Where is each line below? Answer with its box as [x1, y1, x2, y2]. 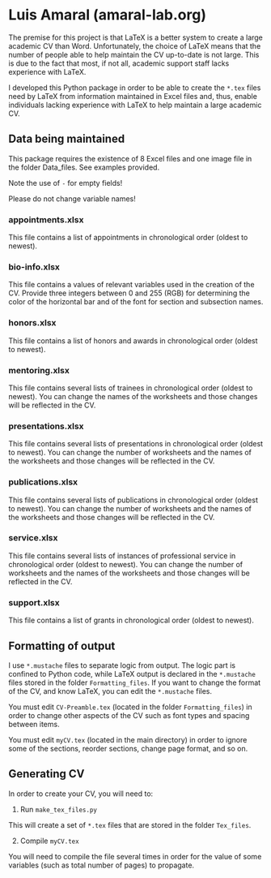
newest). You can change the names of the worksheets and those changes [8, 391, 258, 401]
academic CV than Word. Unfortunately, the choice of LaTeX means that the [8, 41, 261, 50]
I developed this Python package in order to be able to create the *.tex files [8, 83, 261, 93]
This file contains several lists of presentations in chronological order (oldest [8, 439, 264, 449]
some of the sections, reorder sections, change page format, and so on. [8, 743, 248, 753]
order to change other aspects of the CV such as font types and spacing [8, 710, 250, 720]
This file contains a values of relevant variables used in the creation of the [8, 280, 255, 290]
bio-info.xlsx [8, 261, 61, 273]
